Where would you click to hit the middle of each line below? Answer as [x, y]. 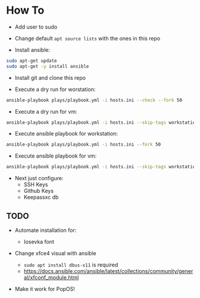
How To [25, 10]
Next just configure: [39, 178]
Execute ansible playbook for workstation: [66, 134]
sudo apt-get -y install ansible [48, 66]
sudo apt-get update [32, 61]
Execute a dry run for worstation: [55, 89]
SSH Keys [36, 184]
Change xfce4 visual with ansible [55, 253]
